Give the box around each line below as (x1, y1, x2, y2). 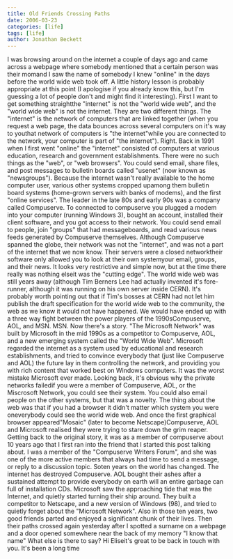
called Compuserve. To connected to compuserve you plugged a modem (7, 204, 217, 212)
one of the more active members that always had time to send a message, (7, 455, 220, 464)
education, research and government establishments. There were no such (7, 151, 219, 160)
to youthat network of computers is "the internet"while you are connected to (7, 130, 226, 138)
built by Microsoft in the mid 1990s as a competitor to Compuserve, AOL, (7, 329, 216, 338)
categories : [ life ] (7, 23, 64, 30)
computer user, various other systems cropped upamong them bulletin (7, 181, 210, 190)
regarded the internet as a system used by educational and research (7, 344, 204, 353)
